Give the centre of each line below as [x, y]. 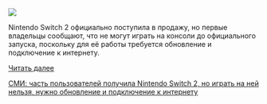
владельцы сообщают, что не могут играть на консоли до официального [132, 36]
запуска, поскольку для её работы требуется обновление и [110, 44]
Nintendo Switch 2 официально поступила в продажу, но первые [118, 27]
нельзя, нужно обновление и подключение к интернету [103, 92]
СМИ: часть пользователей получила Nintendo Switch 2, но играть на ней [133, 83]
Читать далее [31, 68]
